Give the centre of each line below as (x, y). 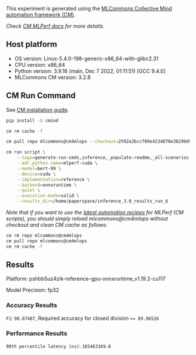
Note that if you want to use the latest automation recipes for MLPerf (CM (95, 212)
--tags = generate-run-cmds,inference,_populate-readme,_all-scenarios (103, 158)
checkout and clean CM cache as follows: (57, 225)
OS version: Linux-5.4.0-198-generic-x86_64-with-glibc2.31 (86, 59)
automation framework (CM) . (41, 15)
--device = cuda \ (36, 174)
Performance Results (37, 333)
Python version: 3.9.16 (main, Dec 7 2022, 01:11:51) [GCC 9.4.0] (90, 71)
